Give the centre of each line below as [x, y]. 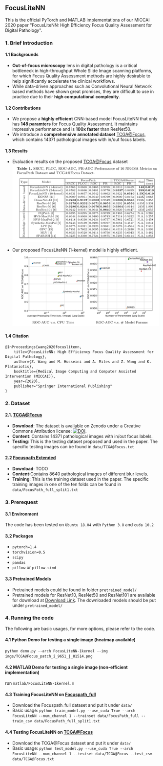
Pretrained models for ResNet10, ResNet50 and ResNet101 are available [84, 595]
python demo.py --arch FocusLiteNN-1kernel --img [57, 651]
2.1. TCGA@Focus [24, 415]
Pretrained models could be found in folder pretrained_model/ [74, 590]
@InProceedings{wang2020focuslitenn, [43, 347]
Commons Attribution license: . [49, 431]
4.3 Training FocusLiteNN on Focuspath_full [51, 694]
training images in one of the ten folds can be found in [66, 484]
